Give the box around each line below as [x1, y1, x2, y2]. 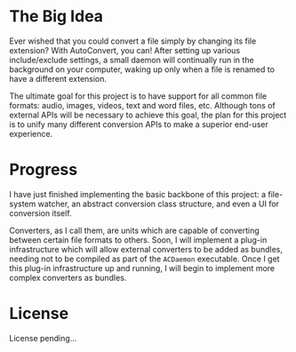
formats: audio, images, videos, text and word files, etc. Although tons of [9, 100, 276, 110]
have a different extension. [9, 73, 108, 84]
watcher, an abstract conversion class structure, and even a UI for [37, 198, 280, 209]
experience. [9, 128, 53, 139]
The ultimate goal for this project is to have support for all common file [9, 91, 268, 101]
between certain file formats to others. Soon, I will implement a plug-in [9, 234, 268, 245]
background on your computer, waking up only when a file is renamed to [9, 64, 276, 75]
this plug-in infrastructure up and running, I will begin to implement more [9, 262, 276, 273]
